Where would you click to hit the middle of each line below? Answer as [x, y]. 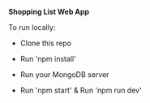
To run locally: [32, 27]
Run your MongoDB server [64, 75]
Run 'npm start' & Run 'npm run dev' [81, 90]
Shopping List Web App [49, 12]
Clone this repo [45, 43]
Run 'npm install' [48, 59]
